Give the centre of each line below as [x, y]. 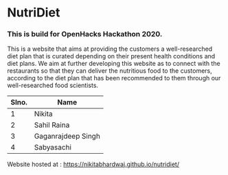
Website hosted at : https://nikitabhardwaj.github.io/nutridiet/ [93, 164]
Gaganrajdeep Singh [67, 137]
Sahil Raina [52, 125]
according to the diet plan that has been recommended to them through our [114, 78]
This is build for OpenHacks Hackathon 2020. [85, 34]
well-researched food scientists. [53, 85]
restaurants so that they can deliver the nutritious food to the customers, [110, 71]
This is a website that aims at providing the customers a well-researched [110, 49]
